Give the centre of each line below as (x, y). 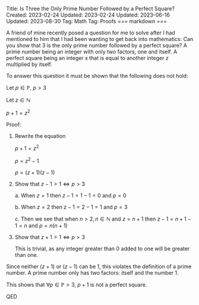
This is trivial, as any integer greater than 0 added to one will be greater (102, 249)
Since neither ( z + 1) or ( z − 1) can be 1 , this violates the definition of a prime (99, 266)
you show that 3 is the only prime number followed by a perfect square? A (97, 45)
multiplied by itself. (29, 64)
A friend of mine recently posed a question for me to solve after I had (91, 33)
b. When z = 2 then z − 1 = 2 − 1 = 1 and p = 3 (71, 207)
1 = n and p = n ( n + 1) (41, 225)
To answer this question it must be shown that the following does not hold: (97, 76)
